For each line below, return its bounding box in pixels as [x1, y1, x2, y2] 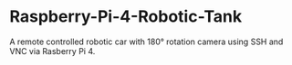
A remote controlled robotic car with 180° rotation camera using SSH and [9, 36, 284, 47]
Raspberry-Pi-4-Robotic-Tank [9, 6, 243, 27]
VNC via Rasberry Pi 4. [9, 45, 96, 56]
